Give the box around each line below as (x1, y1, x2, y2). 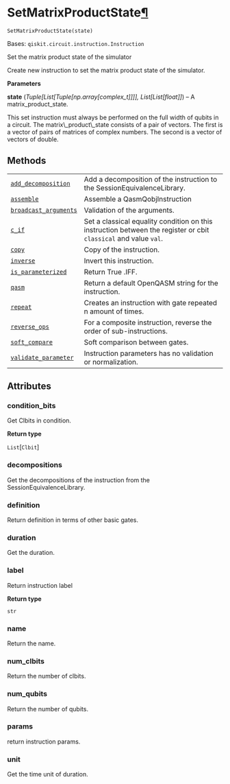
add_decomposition (10, 180, 71, 187)
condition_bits (7, 401, 56, 411)
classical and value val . (84, 233, 163, 243)
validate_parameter (10, 353, 74, 361)
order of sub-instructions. (84, 326, 168, 335)
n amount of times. (84, 307, 144, 316)
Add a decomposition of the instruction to (84, 174, 218, 184)
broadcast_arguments (10, 206, 77, 214)
